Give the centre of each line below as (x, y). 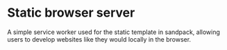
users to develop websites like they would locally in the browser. (99, 39)
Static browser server (71, 13)
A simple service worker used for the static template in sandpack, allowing (114, 32)
